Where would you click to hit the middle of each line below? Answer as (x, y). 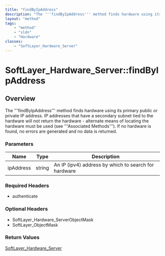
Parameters (19, 144)
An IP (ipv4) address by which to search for (104, 164)
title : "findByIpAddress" (31, 10)
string (42, 168)
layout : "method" (23, 19)
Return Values (22, 237)
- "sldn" (23, 32)
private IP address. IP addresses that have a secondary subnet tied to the (79, 116)
